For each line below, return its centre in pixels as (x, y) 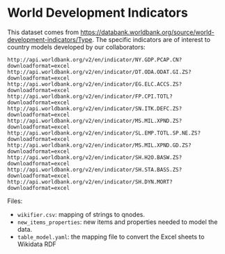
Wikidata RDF (37, 244)
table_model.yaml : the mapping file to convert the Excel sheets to (111, 237)
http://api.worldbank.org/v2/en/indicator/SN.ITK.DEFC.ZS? (95, 109)
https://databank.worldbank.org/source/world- (147, 32)
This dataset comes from (43, 32)
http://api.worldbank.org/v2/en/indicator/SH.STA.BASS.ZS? (95, 170)
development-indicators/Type (50, 39)
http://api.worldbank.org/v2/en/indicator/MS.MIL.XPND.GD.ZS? (99, 145)
